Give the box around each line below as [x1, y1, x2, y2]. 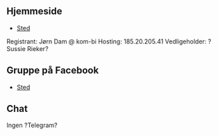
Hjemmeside [6, 6, 62, 17]
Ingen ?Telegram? [6, 121, 58, 130]
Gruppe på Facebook [6, 65, 99, 77]
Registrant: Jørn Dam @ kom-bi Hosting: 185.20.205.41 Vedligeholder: [6, 37, 207, 46]
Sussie [6, 44, 26, 52]
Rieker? [26, 44, 49, 52]
